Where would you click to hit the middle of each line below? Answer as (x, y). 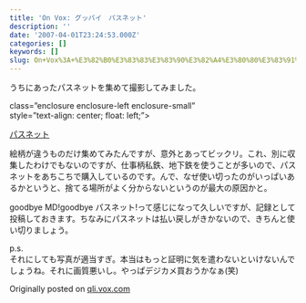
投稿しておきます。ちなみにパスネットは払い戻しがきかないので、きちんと (148, 219)
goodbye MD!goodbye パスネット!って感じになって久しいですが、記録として (153, 207)
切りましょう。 (45, 230)
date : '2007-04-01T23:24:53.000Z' (75, 35)
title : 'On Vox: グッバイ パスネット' (78, 18)
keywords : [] (34, 52)
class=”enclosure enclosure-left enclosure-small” (102, 105)
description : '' (40, 26)
